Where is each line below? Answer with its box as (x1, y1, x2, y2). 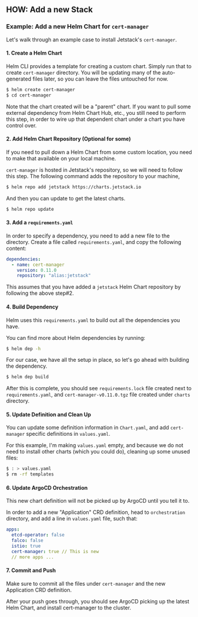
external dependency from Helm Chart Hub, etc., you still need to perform (6, 109, 186, 116)
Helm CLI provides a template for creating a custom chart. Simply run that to (6, 62, 192, 70)
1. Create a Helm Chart (6, 50, 62, 57)
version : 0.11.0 (17, 267, 57, 273)
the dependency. (6, 362, 47, 369)
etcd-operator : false (11, 532, 65, 538)
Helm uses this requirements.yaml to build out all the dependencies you (6, 316, 180, 323)
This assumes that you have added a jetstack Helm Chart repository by (6, 284, 181, 291)
